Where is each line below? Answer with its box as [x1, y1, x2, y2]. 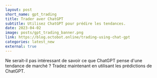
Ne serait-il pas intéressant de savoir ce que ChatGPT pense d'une [5, 57, 143, 63]
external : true [5, 44, 37, 49]
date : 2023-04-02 [5, 26, 41, 31]
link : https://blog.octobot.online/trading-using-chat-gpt [5, 35, 131, 40]
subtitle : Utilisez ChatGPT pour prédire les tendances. [5, 21, 126, 26]
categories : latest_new [5, 39, 55, 44]
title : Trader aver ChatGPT [5, 16, 64, 21]
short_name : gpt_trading [5, 12, 57, 17]
